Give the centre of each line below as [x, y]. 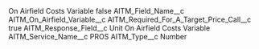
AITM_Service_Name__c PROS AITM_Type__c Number [98, 37]
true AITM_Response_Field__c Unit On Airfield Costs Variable [109, 28]
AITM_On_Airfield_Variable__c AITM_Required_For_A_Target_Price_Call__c [130, 19]
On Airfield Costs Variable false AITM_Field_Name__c [97, 11]
